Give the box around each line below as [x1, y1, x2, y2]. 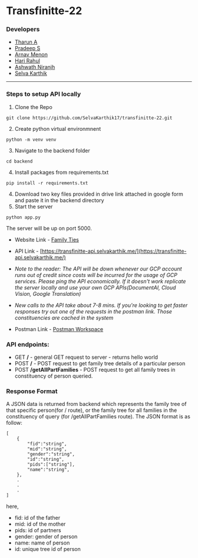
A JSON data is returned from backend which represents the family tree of [6, 401, 187, 408]
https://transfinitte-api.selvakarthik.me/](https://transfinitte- [41, 247, 187, 255]
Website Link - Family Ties [14, 236, 80, 243]
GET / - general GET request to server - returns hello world [14, 354, 158, 361]
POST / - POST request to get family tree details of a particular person [14, 360, 186, 367]
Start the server [14, 203, 53, 210]
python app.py [6, 214, 41, 220]
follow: [6, 420, 22, 427]
